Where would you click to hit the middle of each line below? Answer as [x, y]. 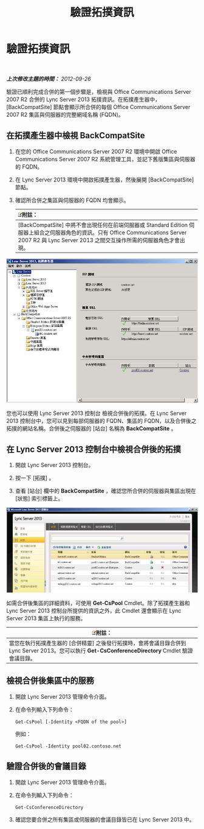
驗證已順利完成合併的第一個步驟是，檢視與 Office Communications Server [99, 91]
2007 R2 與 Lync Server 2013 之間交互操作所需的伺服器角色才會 [99, 240]
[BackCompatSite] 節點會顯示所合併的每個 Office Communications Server [98, 107]
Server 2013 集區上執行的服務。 [46, 618]
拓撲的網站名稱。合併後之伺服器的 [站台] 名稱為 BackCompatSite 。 [91, 428]
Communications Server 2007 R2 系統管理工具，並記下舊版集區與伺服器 [105, 159]
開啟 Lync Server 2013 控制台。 [54, 465]
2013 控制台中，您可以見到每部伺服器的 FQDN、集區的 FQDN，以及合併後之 [101, 421]
